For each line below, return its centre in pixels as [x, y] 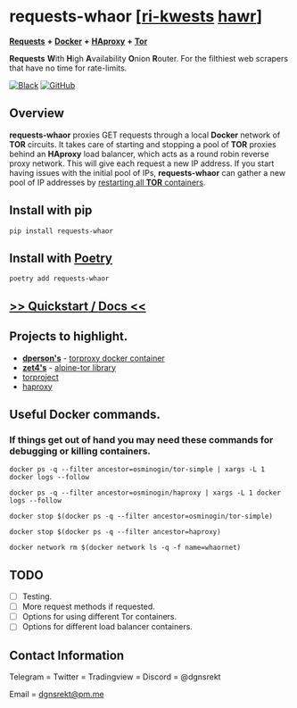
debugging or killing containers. [80, 451]
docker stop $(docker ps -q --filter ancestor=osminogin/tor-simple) [141, 516]
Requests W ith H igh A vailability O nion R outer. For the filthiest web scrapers [148, 58]
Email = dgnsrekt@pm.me [57, 695]
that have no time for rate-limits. [68, 68]
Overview [37, 113]
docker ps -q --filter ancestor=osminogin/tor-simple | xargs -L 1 [137, 470]
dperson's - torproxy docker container [93, 358]
